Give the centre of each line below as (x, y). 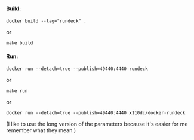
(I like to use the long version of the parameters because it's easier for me (97, 124)
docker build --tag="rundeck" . (46, 21)
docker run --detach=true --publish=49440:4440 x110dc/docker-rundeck (96, 113)
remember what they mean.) (41, 130)
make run (17, 91)
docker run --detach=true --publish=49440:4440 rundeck (77, 69)
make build (20, 43)
